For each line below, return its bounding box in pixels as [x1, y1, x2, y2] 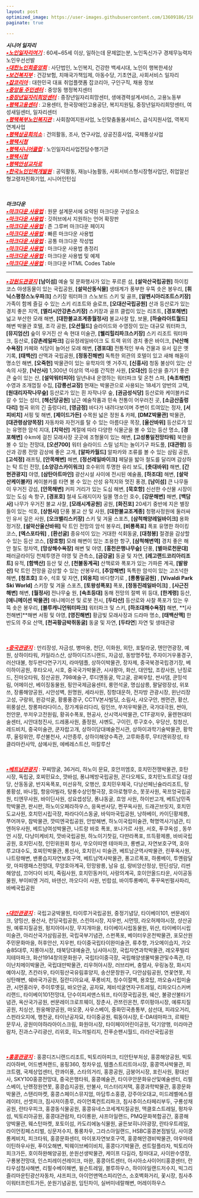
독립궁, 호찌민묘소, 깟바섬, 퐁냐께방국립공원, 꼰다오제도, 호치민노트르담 [18, 773, 182, 780]
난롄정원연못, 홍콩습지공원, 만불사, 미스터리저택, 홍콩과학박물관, [23, 1083, 171, 1090]
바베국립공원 [6, 884, 36, 891]
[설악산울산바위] [23, 522, 61, 530]
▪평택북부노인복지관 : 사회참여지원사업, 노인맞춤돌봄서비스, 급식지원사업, [6, 116, 174, 123]
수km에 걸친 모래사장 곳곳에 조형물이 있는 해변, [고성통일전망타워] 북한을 [23, 434, 192, 441]
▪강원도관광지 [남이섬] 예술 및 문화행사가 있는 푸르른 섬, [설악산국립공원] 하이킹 [6, 278, 189, 285]
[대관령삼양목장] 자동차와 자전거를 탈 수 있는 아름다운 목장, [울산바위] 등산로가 [6, 419, 187, 426]
